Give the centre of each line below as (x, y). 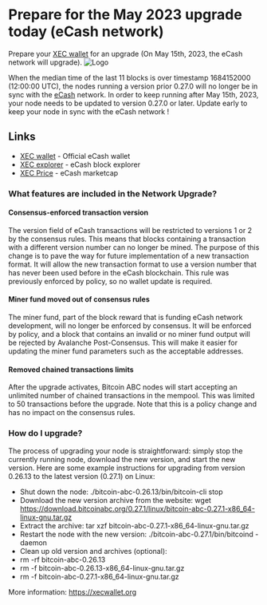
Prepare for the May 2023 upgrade (126, 15)
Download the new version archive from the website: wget (115, 500)
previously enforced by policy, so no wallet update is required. (110, 281)
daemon (33, 542)
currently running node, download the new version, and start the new (122, 459)
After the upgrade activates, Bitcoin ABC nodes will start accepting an (123, 387)
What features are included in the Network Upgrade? (113, 193)
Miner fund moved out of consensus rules (79, 299)
